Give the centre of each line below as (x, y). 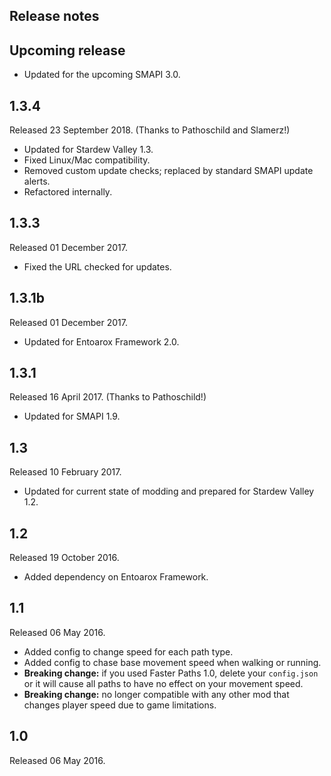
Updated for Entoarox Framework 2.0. (101, 341)
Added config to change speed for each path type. (128, 651)
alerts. (37, 181)
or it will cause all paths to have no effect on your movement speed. (163, 683)
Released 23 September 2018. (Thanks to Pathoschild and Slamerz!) (150, 130)
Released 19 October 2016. (64, 558)
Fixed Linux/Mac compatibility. (87, 160)
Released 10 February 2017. (65, 472)
